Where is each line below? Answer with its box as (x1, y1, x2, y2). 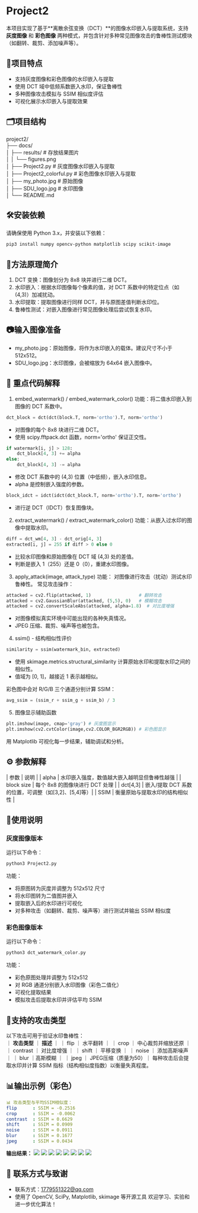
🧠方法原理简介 (6, 259, 58, 270)
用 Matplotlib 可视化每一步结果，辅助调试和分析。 (6, 737, 127, 745)
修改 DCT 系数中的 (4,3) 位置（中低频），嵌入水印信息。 (14, 473, 150, 480)
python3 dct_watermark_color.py (6, 950, 86, 956)
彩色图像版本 (6, 923, 43, 932)
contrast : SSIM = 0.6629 (6, 1116, 73, 1122)
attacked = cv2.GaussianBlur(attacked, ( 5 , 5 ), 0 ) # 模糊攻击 (6, 598, 162, 604)
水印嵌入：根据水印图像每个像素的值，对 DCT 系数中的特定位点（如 (14, 284, 180, 291)
